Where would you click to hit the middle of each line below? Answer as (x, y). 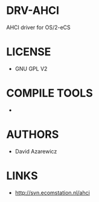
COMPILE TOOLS (49, 93)
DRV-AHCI (33, 11)
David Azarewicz (36, 151)
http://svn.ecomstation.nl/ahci (53, 192)
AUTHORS (33, 135)
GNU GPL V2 (31, 69)
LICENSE (29, 52)
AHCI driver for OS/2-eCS (38, 27)
